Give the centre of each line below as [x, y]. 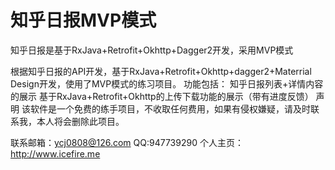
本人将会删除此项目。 [80, 121]
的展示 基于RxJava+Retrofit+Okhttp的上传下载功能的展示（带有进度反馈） [162, 96]
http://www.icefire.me [55, 153]
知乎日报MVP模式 [83, 20]
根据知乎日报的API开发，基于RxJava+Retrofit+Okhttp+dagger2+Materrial [161, 71]
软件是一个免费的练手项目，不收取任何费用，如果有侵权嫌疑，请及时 [170, 108]
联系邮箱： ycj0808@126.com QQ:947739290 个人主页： [127, 142]
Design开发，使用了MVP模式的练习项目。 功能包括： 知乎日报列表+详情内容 [167, 83]
